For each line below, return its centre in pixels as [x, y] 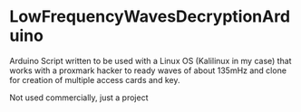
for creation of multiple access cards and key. [95, 79]
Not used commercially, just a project [79, 98]
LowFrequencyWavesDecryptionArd [150, 17]
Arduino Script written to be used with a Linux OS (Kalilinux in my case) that [150, 61]
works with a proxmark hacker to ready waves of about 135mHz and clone [148, 70]
